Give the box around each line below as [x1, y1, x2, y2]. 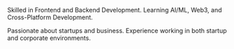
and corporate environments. [7, 34, 91, 42]
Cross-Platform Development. [7, 13, 93, 21]
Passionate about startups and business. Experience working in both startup [7, 27, 227, 35]
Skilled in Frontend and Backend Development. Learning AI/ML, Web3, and [7, 6, 222, 14]
